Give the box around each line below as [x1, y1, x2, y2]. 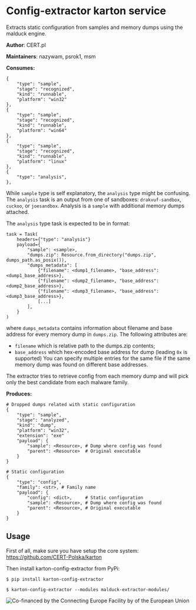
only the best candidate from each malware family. [6, 378, 129, 385]
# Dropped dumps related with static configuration [6, 401, 135, 407]
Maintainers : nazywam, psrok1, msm [6, 53, 96, 60]
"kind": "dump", [16, 422, 57, 428]
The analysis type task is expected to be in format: [6, 220, 131, 227]
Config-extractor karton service [6, 4, 167, 18]
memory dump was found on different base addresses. [14, 361, 148, 368]
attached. [6, 208, 29, 215]
